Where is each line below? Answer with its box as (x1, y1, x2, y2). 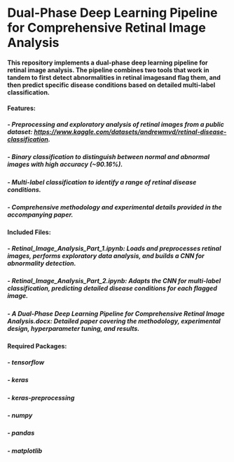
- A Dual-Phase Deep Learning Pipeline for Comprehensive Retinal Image (7, 309, 226, 318)
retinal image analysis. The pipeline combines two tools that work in (7, 65, 209, 74)
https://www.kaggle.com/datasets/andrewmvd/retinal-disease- (34, 128, 227, 136)
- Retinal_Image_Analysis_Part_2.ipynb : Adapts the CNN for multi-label (7, 277, 221, 285)
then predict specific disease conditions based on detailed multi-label (7, 81, 216, 89)
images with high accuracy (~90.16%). (7, 160, 123, 169)
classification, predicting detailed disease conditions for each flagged (7, 284, 217, 292)
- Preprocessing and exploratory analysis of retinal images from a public (7, 120, 224, 128)
